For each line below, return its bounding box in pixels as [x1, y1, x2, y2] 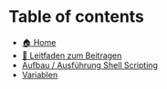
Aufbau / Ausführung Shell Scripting [21, 59, 159, 70]
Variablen [21, 69, 58, 80]
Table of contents [8, 6, 145, 27]
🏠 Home [21, 36, 57, 47]
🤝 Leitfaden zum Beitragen [21, 50, 122, 61]
